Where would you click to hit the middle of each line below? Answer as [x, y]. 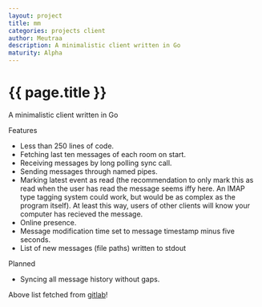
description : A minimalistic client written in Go [95, 46]
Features [23, 130]
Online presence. [48, 222]
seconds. [35, 239]
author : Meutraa [35, 38]
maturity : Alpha [35, 53]
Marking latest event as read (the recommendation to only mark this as [137, 180]
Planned [22, 263]
